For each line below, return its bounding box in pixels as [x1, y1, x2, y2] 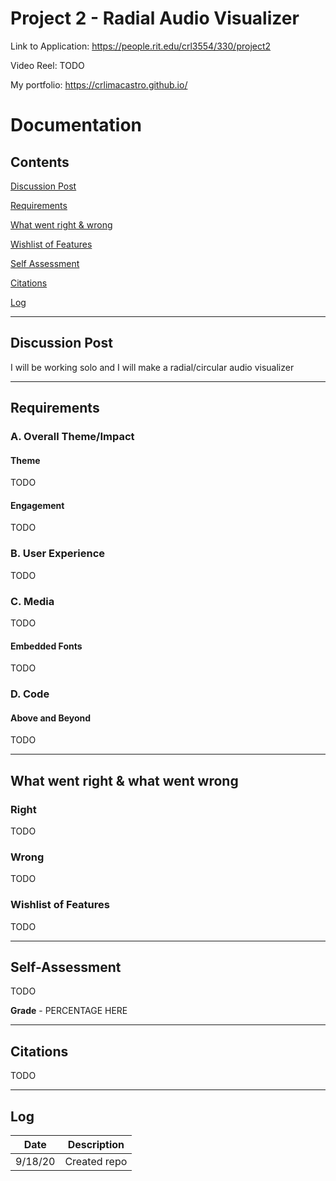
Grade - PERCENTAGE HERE [10, 1005, 128, 1017]
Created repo [64, 1155, 128, 1169]
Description [67, 1138, 125, 1152]
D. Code [10, 687, 50, 701]
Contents [10, 153, 70, 171]
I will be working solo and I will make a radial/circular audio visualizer [10, 361, 295, 373]
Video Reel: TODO [10, 59, 85, 71]
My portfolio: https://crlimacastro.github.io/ [10, 78, 188, 91]
